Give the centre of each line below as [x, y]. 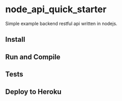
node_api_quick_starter [56, 9]
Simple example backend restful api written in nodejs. [62, 23]
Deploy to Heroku [34, 92]
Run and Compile [33, 57]
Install [15, 40]
